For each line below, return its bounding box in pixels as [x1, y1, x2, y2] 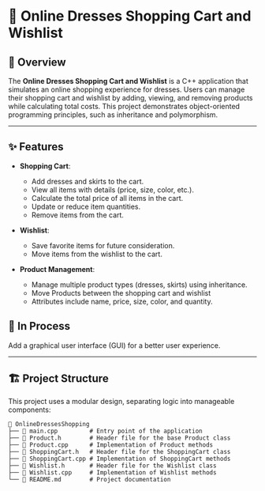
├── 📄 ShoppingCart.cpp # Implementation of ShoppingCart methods [8, 455, 231, 463]
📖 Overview [8, 55, 66, 69]
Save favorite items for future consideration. [31, 240, 175, 250]
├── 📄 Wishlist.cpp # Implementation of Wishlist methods [8, 469, 217, 477]
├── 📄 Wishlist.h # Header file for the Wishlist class [8, 462, 217, 470]
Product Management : [19, 264, 95, 274]
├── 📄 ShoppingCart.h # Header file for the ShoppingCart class [8, 448, 231, 456]
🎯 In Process [8, 319, 71, 333]
